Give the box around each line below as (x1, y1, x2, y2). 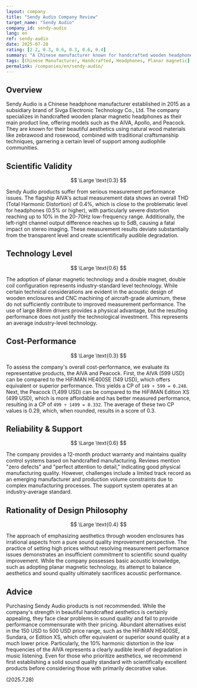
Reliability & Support (6, 424, 83, 434)
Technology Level (6, 249, 73, 259)
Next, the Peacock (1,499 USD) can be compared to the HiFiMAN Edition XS (6, 388, 189, 395)
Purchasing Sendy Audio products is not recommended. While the (6, 602, 166, 609)
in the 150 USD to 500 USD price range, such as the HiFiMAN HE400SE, (6, 628, 180, 635)
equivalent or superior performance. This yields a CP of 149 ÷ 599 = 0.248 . (6, 382, 188, 389)
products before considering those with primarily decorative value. (6, 665, 167, 672)
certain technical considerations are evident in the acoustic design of (6, 288, 173, 295)
